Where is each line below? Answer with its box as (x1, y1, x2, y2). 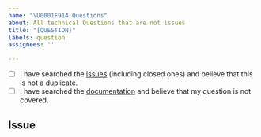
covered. (19, 95, 49, 105)
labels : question (8, 33, 66, 42)
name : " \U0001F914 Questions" (8, 11, 108, 20)
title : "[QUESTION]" (8, 26, 77, 34)
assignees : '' (8, 41, 55, 49)
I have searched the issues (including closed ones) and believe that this (19, 69, 253, 79)
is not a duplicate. (19, 78, 78, 87)
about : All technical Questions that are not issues (8, 19, 186, 27)
